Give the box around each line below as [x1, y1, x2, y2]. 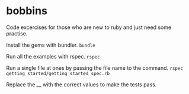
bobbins [6, 4, 47, 18]
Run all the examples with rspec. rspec [6, 53, 100, 60]
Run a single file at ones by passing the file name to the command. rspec [6, 64, 184, 72]
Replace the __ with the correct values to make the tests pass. [6, 81, 157, 88]
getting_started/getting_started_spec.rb [6, 70, 110, 76]
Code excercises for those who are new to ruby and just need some [6, 24, 172, 31]
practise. [6, 30, 28, 37]
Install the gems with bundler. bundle [6, 41, 96, 48]
